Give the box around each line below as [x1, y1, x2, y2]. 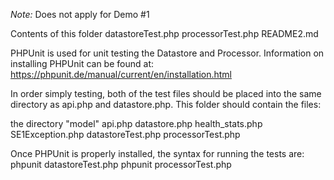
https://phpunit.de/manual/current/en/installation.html [10, 69, 232, 80]
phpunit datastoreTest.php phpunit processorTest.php [10, 159, 232, 170]
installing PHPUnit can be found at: [10, 58, 154, 69]
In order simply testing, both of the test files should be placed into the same [10, 88, 322, 99]
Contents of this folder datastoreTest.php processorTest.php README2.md [10, 28, 319, 39]
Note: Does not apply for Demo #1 [10, 9, 150, 20]
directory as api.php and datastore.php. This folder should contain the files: [10, 99, 322, 110]
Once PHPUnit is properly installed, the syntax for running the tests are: [10, 148, 305, 159]
